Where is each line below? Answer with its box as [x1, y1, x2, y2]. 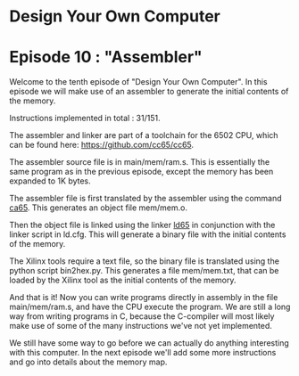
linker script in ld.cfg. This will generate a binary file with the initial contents [9, 229, 287, 240]
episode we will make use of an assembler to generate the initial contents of [9, 86, 289, 97]
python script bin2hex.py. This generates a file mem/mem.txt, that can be [9, 266, 279, 276]
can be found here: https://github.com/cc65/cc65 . [9, 140, 195, 151]
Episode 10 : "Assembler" [9, 47, 203, 68]
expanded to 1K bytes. [9, 176, 91, 186]
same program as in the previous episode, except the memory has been [9, 167, 274, 177]
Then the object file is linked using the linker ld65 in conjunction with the [9, 220, 276, 231]
